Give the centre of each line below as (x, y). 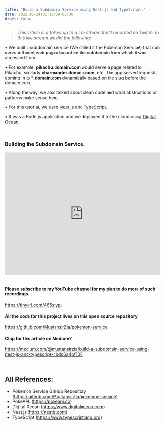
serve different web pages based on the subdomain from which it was (76, 53)
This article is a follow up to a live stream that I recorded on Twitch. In (88, 33)
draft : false (18, 19)
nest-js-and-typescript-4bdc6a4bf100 (44, 354)
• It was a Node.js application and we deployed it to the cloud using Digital (80, 117)
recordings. (17, 294)
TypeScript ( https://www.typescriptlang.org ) (57, 417)
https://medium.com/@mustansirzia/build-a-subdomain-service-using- (77, 349)
